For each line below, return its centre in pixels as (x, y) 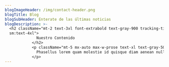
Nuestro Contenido (56, 38)
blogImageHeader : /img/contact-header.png (50, 10)
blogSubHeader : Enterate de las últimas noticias (58, 19)
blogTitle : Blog (22, 15)
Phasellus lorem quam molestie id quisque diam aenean (95, 52)
